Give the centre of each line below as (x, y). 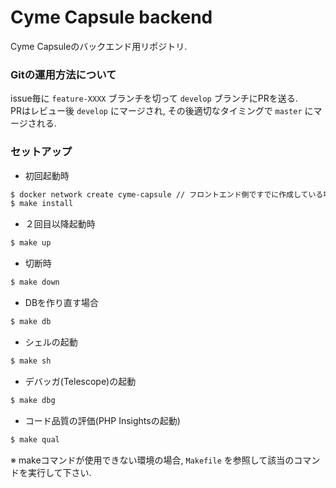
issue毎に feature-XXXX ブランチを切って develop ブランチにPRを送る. (154, 98)
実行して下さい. (59, 472)
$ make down (35, 282)
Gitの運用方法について (63, 74)
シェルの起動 (51, 342)
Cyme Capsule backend (111, 17)
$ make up (31, 243)
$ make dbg (33, 400)
